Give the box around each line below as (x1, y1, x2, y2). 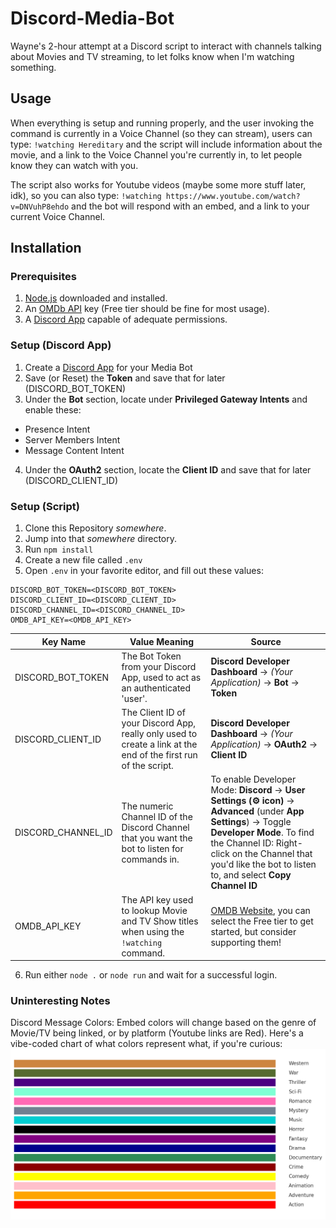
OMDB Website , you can (210, 904, 311, 916)
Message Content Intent (24, 444, 125, 456)
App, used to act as (121, 671, 202, 683)
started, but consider (210, 925, 297, 937)
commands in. (121, 853, 180, 865)
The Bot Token (121, 650, 182, 662)
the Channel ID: (210, 837, 275, 849)
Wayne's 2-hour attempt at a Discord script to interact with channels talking (10, 40, 322, 52)
